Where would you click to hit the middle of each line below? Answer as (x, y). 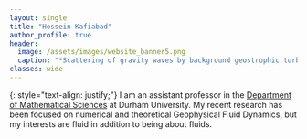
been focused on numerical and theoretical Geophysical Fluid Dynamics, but (153, 114)
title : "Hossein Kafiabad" (61, 27)
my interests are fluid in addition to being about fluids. (111, 123)
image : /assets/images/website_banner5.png (101, 52)
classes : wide (37, 69)
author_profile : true (51, 35)
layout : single (38, 18)
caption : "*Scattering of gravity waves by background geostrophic (149, 60)
